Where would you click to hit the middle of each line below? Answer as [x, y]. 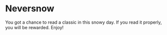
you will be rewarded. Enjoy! [34, 27]
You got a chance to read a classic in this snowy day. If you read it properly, [83, 22]
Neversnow [30, 9]
